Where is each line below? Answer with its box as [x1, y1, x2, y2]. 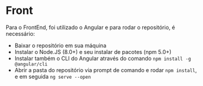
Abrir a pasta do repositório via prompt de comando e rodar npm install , [14, 66, 197, 73]
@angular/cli [14, 61, 48, 67]
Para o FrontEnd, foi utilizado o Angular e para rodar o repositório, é [5, 24, 176, 31]
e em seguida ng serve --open [14, 73, 91, 80]
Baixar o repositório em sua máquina [14, 42, 107, 49]
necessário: [5, 30, 35, 37]
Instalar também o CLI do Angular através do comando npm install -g [14, 55, 191, 62]
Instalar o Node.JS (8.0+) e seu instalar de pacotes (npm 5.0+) [14, 48, 171, 55]
